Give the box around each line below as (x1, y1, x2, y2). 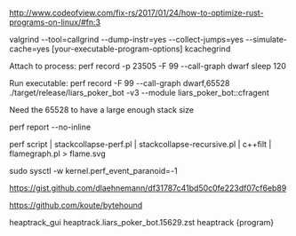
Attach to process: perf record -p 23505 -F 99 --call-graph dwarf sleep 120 (9, 61, 287, 71)
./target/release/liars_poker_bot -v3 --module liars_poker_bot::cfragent (9, 88, 269, 98)
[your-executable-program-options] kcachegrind (52, 43, 231, 54)
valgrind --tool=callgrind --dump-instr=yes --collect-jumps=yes (9, 35, 244, 44)
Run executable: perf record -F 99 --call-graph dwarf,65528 (9, 78, 230, 88)
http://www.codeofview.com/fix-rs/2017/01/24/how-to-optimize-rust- (9, 8, 264, 18)
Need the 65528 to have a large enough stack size (9, 105, 194, 114)
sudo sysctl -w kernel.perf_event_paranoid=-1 (9, 166, 178, 176)
